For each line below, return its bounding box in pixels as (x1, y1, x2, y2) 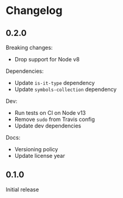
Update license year (14, 152, 65, 159)
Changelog (5, 4, 63, 18)
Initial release (5, 186, 39, 193)
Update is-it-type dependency (14, 80, 95, 86)
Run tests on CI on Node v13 (14, 109, 86, 116)
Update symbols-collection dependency (14, 86, 117, 93)
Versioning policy (14, 146, 58, 152)
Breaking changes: (5, 44, 53, 51)
